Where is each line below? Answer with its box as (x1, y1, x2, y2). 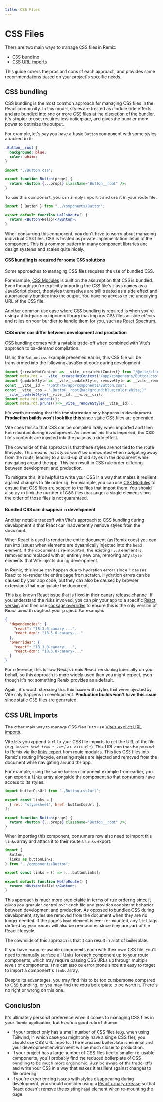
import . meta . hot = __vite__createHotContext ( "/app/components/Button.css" (5, 374, 160, 379)
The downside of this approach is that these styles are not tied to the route (5, 444, 154, 450)
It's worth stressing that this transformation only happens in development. (5, 410, 153, 416)
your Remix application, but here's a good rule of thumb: (5, 1020, 118, 1025)
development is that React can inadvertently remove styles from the (5, 522, 141, 528)
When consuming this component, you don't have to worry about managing (5, 230, 156, 236)
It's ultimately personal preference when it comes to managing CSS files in (5, 1014, 154, 1020)
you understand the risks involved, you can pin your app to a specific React (5, 597, 156, 603)
